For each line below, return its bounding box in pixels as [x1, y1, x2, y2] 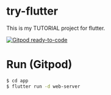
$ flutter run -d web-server [6, 83, 81, 90]
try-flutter [6, 4, 59, 18]
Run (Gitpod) [6, 58, 73, 71]
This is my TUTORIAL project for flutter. [6, 24, 106, 32]
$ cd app [6, 77, 29, 83]
